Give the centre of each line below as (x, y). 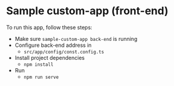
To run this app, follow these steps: (49, 27)
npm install (38, 64)
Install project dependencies (50, 58)
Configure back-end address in (53, 45)
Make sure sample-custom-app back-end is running (76, 39)
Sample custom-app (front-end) (87, 11)
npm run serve (41, 77)
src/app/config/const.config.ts (64, 52)
